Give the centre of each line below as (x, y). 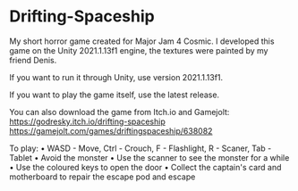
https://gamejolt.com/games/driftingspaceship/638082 (111, 130)
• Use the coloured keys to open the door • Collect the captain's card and (145, 167)
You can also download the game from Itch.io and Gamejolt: (119, 112)
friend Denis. (33, 60)
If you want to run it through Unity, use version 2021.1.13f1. (116, 77)
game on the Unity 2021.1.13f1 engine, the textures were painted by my (139, 50)
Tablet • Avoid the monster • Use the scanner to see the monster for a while (149, 157)
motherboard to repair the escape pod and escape (102, 177)
